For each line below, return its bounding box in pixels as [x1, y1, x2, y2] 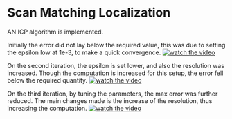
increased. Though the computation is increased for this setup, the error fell [7, 69, 224, 77]
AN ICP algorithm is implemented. [7, 28, 104, 36]
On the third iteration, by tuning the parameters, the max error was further [7, 89, 218, 98]
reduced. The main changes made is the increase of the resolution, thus [7, 96, 213, 105]
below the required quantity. [7, 76, 88, 84]
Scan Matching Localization [7, 5, 171, 21]
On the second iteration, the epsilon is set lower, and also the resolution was [7, 61, 225, 69]
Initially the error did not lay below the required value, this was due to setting [7, 41, 226, 49]
